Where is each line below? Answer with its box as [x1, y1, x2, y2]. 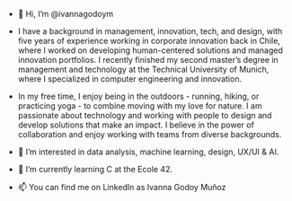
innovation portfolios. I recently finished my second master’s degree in [17, 55, 279, 65]
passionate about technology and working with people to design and [17, 110, 272, 120]
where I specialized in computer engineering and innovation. [17, 74, 243, 84]
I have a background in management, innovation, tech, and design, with [17, 26, 283, 36]
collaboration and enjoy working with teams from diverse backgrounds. [17, 129, 282, 139]
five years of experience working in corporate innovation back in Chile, [17, 36, 281, 46]
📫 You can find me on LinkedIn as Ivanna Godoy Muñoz [17, 182, 226, 192]
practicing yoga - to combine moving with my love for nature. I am [17, 100, 262, 111]
